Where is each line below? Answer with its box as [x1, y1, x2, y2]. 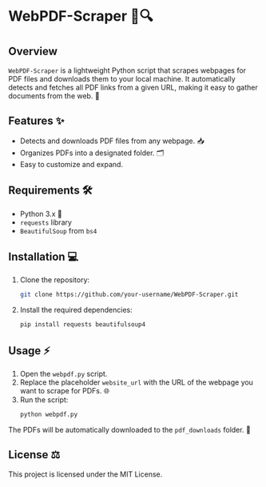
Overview [8, 44, 58, 58]
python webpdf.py [19, 410, 78, 418]
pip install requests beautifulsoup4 [19, 321, 146, 329]
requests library [19, 218, 72, 227]
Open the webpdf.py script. [19, 369, 108, 378]
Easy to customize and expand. [19, 159, 124, 169]
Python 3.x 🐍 [19, 209, 62, 218]
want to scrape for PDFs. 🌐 [19, 386, 110, 395]
